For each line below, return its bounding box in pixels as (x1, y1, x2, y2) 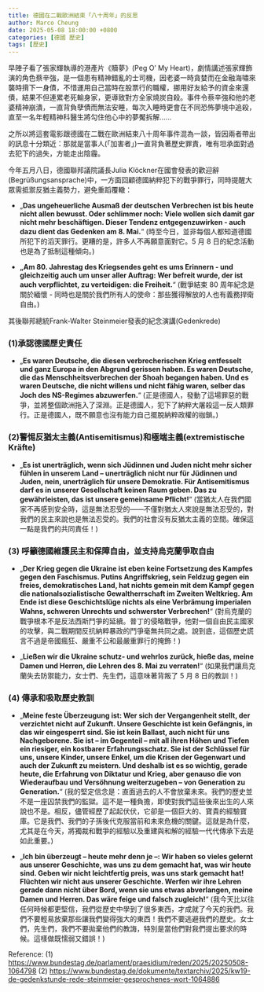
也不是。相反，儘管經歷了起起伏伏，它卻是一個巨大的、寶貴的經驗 (26, 806, 240, 816)
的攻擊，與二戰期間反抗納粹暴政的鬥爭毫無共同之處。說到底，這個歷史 (19, 626, 247, 636)
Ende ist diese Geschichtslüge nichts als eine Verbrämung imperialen (19, 597, 251, 607)
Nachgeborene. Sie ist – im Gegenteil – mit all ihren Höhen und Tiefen (19, 736, 250, 745)
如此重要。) (19, 836, 53, 846)
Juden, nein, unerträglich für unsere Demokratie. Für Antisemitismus (19, 476, 250, 486)
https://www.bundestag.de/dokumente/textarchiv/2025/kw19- (49, 966, 251, 975)
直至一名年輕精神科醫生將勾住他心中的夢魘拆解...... (8, 112, 172, 122)
